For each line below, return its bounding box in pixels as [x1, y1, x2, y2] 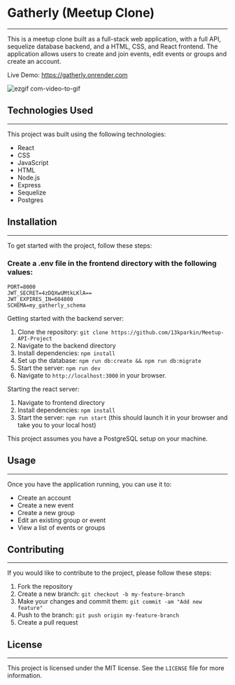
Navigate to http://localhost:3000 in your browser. [17, 371, 166, 380]
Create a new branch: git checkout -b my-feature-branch [17, 590, 185, 598]
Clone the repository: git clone [17, 328, 108, 336]
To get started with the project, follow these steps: [7, 241, 152, 250]
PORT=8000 [7, 283, 36, 291]
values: [7, 267, 34, 277]
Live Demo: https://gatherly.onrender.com [7, 70, 128, 79]
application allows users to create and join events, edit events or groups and [7, 49, 227, 58]
